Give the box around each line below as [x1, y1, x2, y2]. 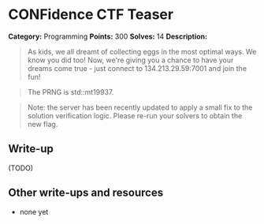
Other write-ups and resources [8, 186, 164, 200]
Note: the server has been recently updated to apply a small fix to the [27, 103, 253, 112]
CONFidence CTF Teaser [8, 6, 174, 24]
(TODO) [8, 163, 34, 173]
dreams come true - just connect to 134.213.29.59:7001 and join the [27, 63, 247, 73]
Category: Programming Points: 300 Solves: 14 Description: [8, 32, 207, 41]
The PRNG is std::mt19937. [27, 87, 114, 96]
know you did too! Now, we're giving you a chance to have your [27, 55, 234, 65]
